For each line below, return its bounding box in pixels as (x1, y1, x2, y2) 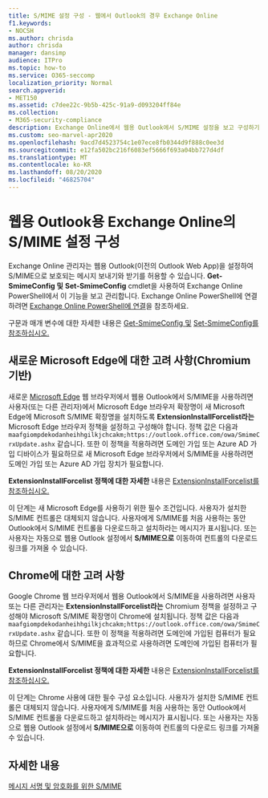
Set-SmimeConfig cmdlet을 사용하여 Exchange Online (64, 281, 243, 290)
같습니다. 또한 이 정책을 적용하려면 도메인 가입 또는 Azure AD (57, 439, 249, 448)
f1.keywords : (8, 19, 52, 27)
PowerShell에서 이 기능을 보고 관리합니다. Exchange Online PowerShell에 (8, 290, 243, 301)
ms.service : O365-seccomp (8, 71, 95, 79)
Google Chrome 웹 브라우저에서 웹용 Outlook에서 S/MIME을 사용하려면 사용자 (8, 591, 255, 602)
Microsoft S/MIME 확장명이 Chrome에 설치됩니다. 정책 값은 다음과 (29, 611, 239, 622)
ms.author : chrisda (8, 34, 74, 43)
